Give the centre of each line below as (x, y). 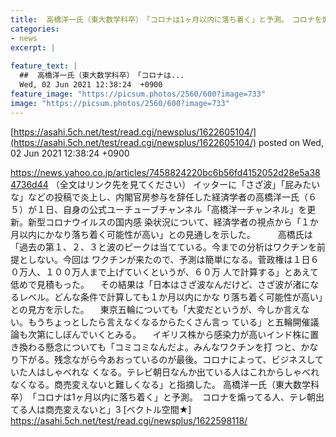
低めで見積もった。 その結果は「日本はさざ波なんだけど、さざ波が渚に (160, 284)
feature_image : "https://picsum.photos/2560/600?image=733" (138, 94)
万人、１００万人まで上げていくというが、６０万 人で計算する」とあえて (168, 272)
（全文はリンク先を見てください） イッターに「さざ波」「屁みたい (185, 184)
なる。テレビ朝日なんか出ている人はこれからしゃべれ (209, 372)
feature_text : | (44, 66)
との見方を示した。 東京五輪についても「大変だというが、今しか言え (156, 309)
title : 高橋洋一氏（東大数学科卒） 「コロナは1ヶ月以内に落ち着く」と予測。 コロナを (166, 19)
